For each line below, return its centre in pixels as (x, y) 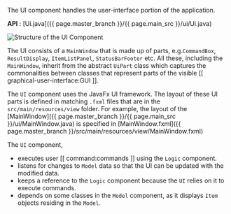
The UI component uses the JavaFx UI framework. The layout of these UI (113, 94)
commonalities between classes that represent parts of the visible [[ (105, 73)
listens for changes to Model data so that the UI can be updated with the (120, 166)
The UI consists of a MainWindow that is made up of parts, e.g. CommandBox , (112, 51)
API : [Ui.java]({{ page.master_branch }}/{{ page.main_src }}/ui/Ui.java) (110, 23)
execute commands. (47, 188)
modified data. (38, 173)
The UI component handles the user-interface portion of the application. (111, 10)
